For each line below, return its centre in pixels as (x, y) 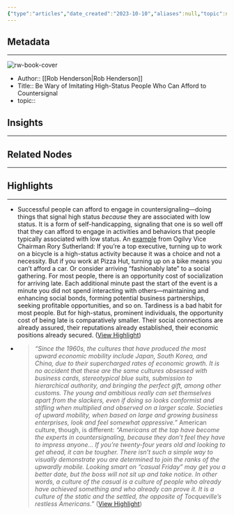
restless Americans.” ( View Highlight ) (88, 504)
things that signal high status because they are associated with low (114, 216)
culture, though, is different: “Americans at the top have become (127, 429)
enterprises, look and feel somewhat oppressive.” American (120, 422)
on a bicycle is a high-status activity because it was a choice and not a (119, 253)
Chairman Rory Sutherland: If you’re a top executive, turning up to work (120, 246)
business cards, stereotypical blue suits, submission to (114, 378)
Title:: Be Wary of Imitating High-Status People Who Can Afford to (112, 86)
